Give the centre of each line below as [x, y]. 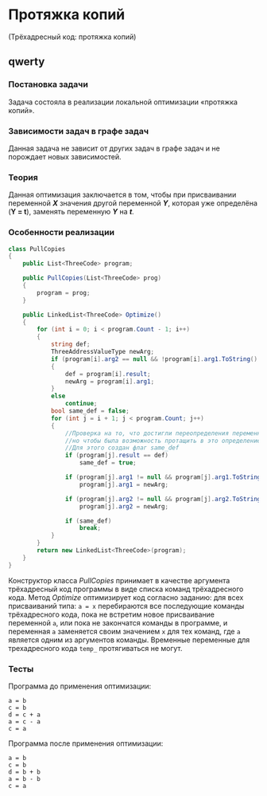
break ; [90, 528]
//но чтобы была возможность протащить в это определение [163, 441]
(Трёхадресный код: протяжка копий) [72, 37]
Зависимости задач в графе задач [79, 131]
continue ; [81, 404]
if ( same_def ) [88, 521]
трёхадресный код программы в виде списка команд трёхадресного [126, 589]
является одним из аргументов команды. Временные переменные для [129, 640]
